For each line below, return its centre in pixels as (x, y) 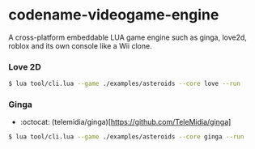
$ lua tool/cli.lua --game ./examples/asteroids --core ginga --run (126, 137)
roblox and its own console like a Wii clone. (80, 45)
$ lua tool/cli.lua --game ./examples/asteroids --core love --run (125, 84)
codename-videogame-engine (114, 15)
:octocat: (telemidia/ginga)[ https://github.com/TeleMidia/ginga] (125, 122)
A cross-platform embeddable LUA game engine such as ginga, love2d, (127, 37)
